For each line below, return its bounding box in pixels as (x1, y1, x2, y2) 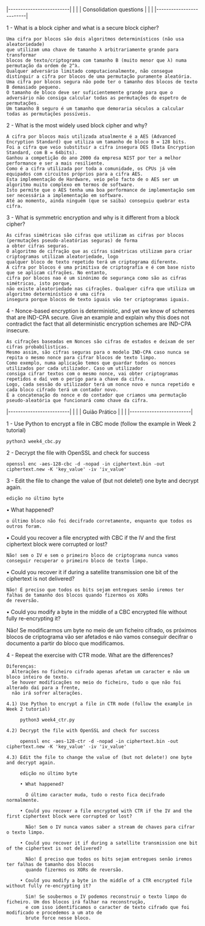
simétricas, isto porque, (6, 280, 72, 286)
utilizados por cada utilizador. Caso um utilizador (6, 365, 143, 372)
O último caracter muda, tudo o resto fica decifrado (25, 792, 165, 798)
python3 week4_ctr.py (20, 717, 75, 723)
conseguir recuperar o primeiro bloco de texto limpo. (6, 558, 149, 564)
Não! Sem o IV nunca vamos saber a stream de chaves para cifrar (25, 824, 195, 830)
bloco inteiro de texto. (6, 674, 70, 680)
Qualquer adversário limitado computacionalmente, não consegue (6, 68, 173, 74)
